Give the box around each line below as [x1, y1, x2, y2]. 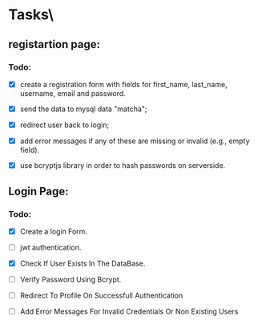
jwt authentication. [19, 242, 82, 252]
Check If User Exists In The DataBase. [19, 258, 146, 268]
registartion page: [8, 38, 100, 51]
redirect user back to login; [19, 120, 110, 130]
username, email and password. [19, 88, 126, 98]
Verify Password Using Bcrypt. [19, 274, 122, 285]
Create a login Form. [19, 226, 88, 236]
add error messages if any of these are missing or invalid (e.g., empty [19, 136, 250, 146]
